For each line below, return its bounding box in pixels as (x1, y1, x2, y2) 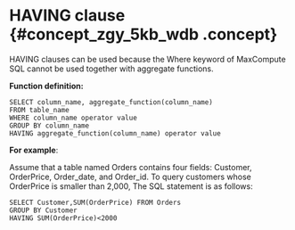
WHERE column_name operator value (9, 113, 138, 122)
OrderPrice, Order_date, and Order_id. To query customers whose (9, 171, 251, 182)
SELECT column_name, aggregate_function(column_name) (9, 97, 214, 107)
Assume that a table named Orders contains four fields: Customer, (9, 161, 252, 172)
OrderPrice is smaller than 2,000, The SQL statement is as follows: (9, 180, 253, 192)
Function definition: (9, 80, 85, 91)
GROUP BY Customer (9, 206, 78, 215)
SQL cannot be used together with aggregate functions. (9, 63, 214, 74)
